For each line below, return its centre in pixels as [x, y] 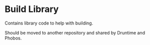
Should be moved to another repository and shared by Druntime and [75, 32]
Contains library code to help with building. [49, 23]
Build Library [32, 9]
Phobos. [13, 38]
